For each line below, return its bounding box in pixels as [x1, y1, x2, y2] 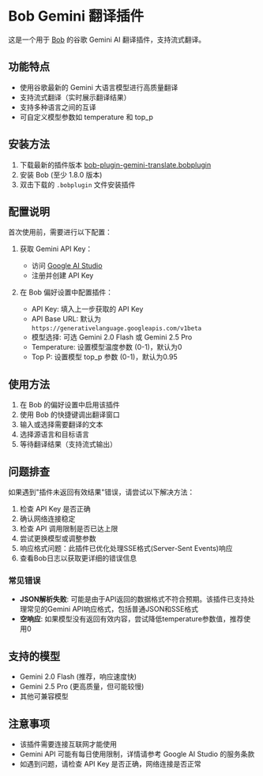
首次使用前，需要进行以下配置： [8, 227, 112, 237]
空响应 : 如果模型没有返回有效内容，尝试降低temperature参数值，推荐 [19, 614, 244, 624]
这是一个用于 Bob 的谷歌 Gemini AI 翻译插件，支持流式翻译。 [8, 35, 206, 44]
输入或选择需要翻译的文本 [19, 420, 103, 429]
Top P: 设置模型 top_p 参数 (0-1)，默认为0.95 [31, 352, 178, 362]
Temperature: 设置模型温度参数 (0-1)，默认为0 [31, 343, 182, 352]
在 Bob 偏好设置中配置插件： [19, 287, 113, 297]
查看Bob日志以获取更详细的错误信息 [19, 553, 137, 563]
